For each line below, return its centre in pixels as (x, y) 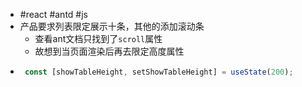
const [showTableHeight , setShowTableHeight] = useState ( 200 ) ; (159, 72)
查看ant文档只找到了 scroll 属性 (98, 38)
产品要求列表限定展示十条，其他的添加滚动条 (112, 26)
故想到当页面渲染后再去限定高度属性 (109, 51)
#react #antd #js (53, 14)
